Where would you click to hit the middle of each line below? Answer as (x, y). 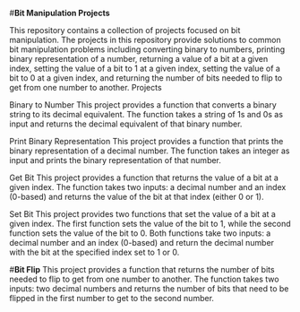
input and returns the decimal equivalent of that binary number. (126, 124)
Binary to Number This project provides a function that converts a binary (143, 105)
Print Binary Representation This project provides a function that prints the (146, 141)
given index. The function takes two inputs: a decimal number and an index (148, 187)
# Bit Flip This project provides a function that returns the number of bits (142, 269)
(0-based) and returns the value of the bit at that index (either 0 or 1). (137, 197)
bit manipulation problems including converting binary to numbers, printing (147, 49)
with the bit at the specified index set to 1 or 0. (94, 252)
